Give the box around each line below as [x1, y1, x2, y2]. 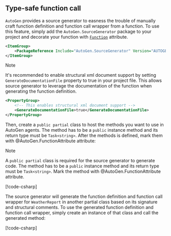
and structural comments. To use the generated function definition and [5, 204, 154, 210]
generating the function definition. [5, 88, 77, 95]
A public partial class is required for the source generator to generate [5, 157, 155, 163]
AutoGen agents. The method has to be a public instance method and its [5, 127, 158, 133]
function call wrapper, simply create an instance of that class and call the [5, 210, 159, 216]
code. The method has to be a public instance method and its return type [5, 163, 159, 169]
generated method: [5, 215, 46, 221]
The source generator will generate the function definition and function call [5, 193, 163, 199]
